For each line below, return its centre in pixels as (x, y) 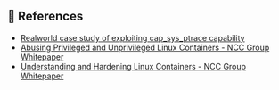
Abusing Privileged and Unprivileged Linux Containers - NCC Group (145, 47)
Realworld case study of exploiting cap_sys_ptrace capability (132, 37)
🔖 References (45, 16)
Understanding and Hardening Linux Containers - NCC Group (133, 66)
